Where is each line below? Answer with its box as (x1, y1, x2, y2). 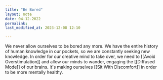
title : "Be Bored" (5, 7, 43, 12)
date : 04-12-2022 (5, 16, 41, 21)
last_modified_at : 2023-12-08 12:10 (5, 26, 81, 30)
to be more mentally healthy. (5, 69, 63, 75)
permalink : (5, 21, 28, 26)
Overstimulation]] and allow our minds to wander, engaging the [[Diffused (5, 59, 155, 65)
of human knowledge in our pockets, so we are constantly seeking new (5, 49, 150, 54)
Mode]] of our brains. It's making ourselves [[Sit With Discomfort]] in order (5, 64, 157, 70)
